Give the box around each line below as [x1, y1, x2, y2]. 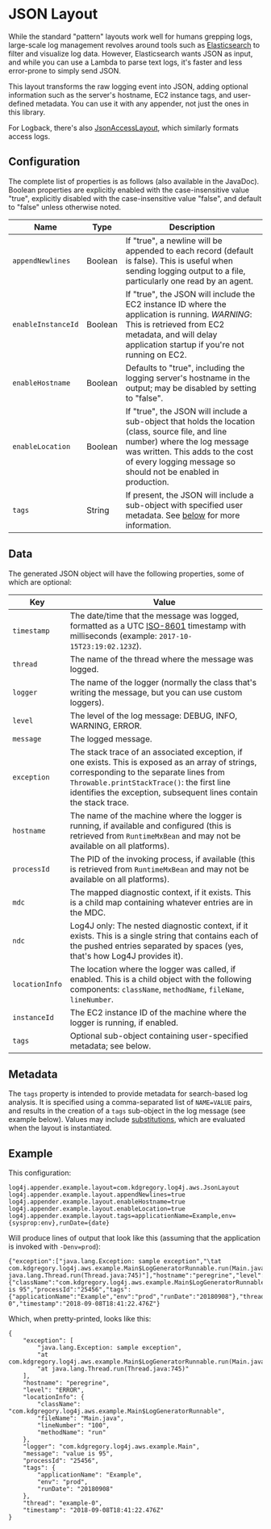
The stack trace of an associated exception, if [69, 746, 244, 758]
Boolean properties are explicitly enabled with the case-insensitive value [8, 185, 250, 195]
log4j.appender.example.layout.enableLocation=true [8, 1205, 186, 1213]
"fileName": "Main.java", [37, 1414, 125, 1422]
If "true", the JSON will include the [125, 288, 256, 300]
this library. [8, 107, 46, 117]
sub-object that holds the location [125, 415, 256, 426]
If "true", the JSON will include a [125, 405, 248, 417]
